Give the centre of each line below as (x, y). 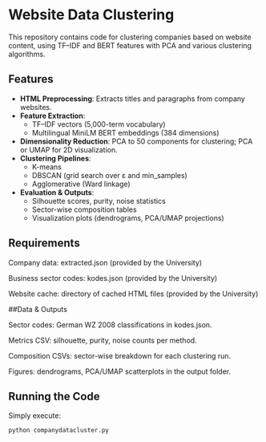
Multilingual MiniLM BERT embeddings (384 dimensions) (125, 132)
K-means (47, 167)
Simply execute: (35, 416)
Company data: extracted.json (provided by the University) (105, 262)
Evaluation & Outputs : (57, 192)
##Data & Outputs (38, 309)
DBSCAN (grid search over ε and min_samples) (110, 175)
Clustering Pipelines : (55, 158)
